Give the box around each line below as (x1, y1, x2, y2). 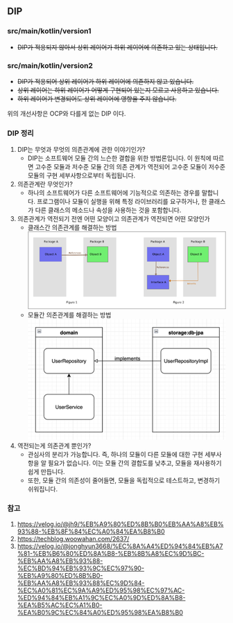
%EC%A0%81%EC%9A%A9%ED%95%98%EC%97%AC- (17, 586, 185, 595)
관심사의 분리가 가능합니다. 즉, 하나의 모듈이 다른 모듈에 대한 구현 (27, 450, 203, 458)
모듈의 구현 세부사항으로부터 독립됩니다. (27, 171, 136, 179)
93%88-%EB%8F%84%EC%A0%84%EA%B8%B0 (17, 527, 165, 536)
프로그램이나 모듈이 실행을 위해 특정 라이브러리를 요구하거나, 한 (37, 198, 207, 206)
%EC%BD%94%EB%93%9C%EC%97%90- (17, 564, 144, 572)
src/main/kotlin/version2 (7, 60, 94, 70)
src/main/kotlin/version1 (7, 26, 92, 36)
